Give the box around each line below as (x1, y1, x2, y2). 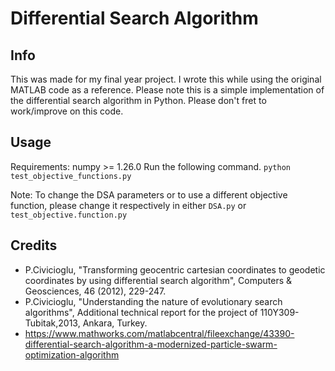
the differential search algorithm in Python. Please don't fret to (10, 95, 267, 106)
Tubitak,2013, (24, 317, 81, 329)
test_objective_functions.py (10, 171, 132, 181)
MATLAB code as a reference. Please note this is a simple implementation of (10, 84, 325, 96)
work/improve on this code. (10, 105, 124, 117)
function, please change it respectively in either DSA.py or (10, 199, 247, 211)
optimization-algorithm (24, 348, 120, 361)
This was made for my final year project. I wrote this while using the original (10, 73, 322, 85)
